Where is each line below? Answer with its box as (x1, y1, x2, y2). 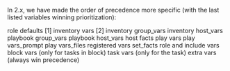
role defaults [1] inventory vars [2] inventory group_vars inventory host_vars (7, 27, 224, 34)
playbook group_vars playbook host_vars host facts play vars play (7, 34, 196, 42)
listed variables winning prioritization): (7, 13, 117, 21)
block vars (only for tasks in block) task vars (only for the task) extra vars (7, 48, 217, 57)
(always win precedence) (7, 56, 80, 64)
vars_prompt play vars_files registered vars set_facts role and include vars (7, 41, 220, 49)
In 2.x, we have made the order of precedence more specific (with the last (7, 6, 220, 14)
